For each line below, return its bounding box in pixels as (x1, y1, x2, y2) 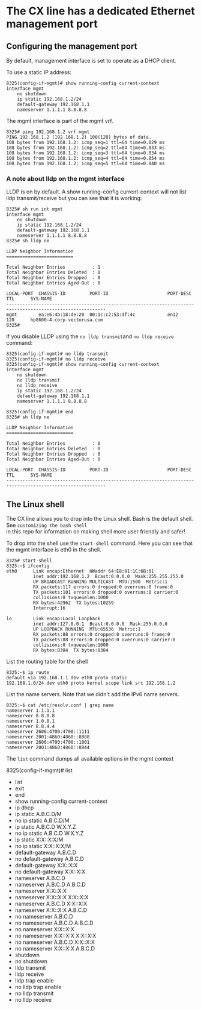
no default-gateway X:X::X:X (14, 868, 86, 875)
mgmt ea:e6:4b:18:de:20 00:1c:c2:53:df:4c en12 (6, 312, 179, 318)
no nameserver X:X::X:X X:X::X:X (14, 932, 97, 940)
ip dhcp (14, 804, 34, 811)
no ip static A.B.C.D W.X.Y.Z (14, 830, 84, 837)
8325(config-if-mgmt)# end (6, 409, 74, 415)
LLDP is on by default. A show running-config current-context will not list (6, 188, 187, 195)
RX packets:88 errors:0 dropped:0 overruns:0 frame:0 (32, 632, 170, 638)
